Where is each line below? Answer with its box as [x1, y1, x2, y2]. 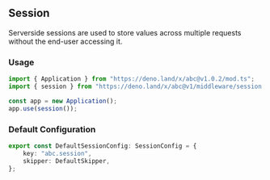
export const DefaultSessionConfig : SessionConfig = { [8, 141, 197, 150]
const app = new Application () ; [8, 97, 117, 105]
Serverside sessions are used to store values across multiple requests [8, 27, 242, 37]
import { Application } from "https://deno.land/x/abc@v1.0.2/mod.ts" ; [8, 75, 255, 83]
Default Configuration [8, 123, 96, 135]
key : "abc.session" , [23, 149, 92, 157]
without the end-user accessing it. [8, 36, 123, 46]
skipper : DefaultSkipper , [23, 157, 111, 165]
